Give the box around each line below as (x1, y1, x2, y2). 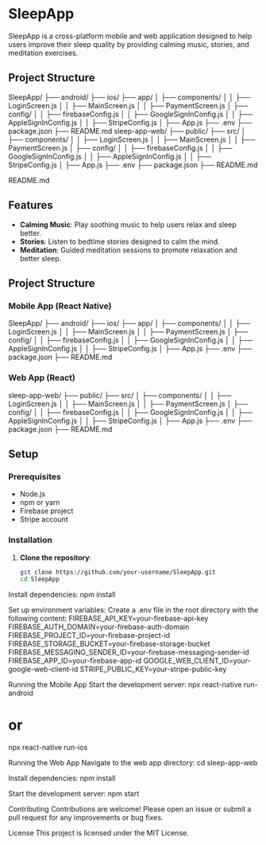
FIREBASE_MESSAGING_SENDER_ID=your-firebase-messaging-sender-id (8, 647, 249, 657)
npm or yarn (19, 498, 60, 507)
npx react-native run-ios (8, 742, 88, 753)
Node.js (19, 489, 46, 499)
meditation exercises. (8, 48, 79, 57)
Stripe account (19, 514, 69, 524)
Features (8, 198, 53, 212)
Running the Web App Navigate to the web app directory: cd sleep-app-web (8, 758, 258, 768)
